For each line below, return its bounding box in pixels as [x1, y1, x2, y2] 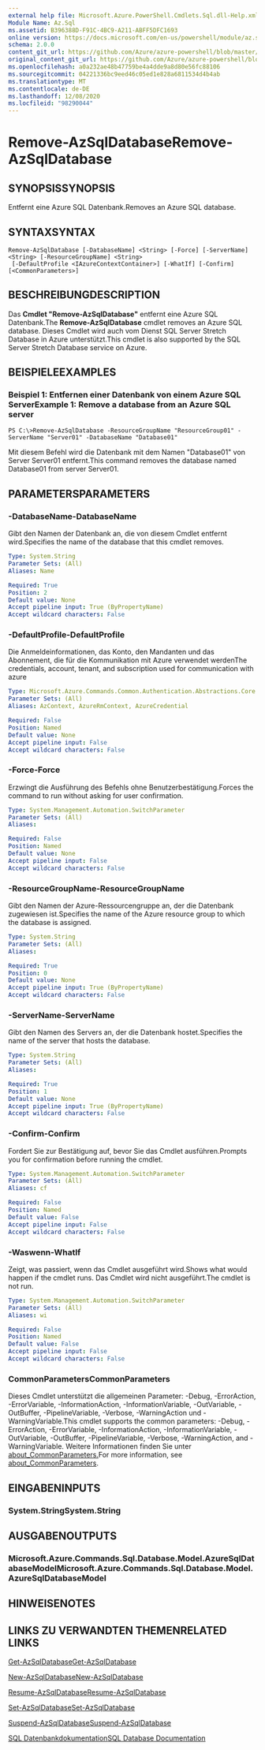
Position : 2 [8, 588, 47, 596]
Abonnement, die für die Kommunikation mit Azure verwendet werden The [8, 655, 248, 665]
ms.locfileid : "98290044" [8, 99, 93, 107]
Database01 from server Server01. [8, 465, 120, 474]
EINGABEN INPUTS [8, 1481, 101, 1494]
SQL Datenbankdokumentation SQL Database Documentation [8, 1733, 207, 1743]
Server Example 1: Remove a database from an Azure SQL [8, 399, 231, 410]
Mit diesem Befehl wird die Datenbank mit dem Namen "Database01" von [8, 447, 246, 457]
